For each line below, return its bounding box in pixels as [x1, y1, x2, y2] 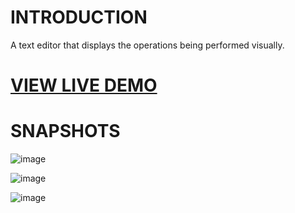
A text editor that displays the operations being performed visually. [10, 39, 285, 51]
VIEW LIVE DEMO [10, 74, 158, 97]
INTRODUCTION [10, 6, 148, 29]
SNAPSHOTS [10, 120, 121, 143]
